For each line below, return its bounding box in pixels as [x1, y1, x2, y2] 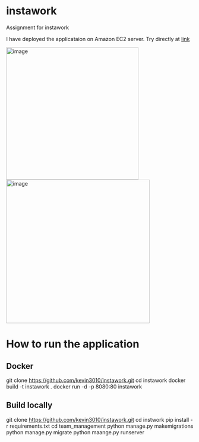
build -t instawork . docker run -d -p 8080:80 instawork [6, 383, 143, 390]
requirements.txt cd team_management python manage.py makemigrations [10, 422, 194, 430]
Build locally [6, 400, 53, 410]
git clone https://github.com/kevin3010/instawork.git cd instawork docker [6, 377, 186, 384]
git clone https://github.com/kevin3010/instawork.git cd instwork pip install [6, 416, 189, 423]
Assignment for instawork [6, 24, 70, 31]
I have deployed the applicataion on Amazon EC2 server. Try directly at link [6, 35, 190, 42]
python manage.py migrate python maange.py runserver [6, 428, 144, 435]
